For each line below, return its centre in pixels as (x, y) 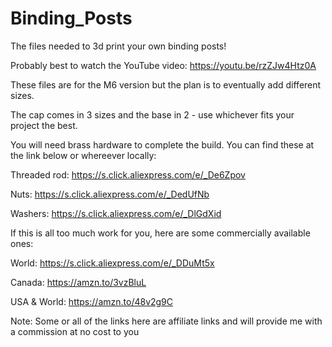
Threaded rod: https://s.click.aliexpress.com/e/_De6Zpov (128, 174)
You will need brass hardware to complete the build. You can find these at (162, 144)
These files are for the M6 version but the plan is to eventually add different (166, 84)
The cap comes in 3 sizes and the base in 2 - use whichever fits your (152, 114)
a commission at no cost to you (75, 331)
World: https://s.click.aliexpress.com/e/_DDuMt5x (112, 263)
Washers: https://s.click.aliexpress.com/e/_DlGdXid (116, 213)
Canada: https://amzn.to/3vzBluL (78, 282)
